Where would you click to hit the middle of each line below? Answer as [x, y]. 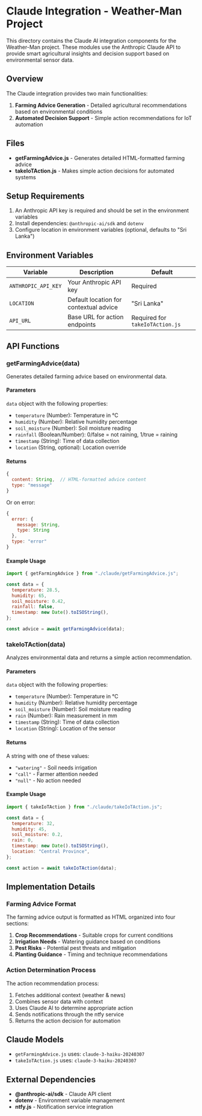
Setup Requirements [45, 196]
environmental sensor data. [40, 60]
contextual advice [93, 307]
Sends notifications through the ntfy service [69, 1014]
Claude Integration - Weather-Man [94, 11]
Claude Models [35, 1040]
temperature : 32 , [33, 823]
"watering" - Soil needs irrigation [56, 767]
